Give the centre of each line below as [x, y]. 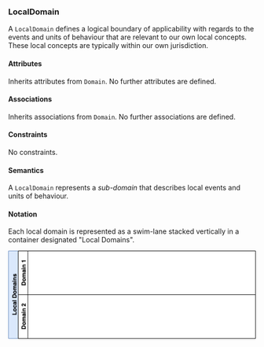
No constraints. [33, 152]
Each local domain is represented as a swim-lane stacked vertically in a [124, 231]
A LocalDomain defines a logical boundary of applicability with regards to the [131, 29]
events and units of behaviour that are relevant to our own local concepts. [128, 37]
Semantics [26, 170]
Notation [23, 214]
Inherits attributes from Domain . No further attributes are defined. [112, 81]
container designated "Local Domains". [71, 240]
